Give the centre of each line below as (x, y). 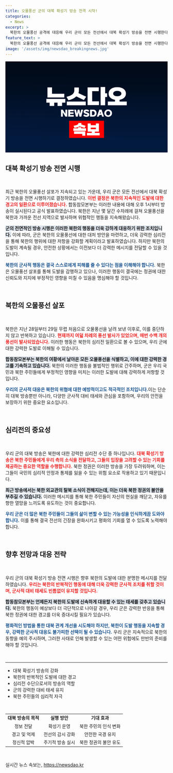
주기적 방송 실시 (59, 742)
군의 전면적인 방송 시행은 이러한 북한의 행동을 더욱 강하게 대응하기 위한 (75, 229)
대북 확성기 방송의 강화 (36, 670)
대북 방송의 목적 (23, 718)
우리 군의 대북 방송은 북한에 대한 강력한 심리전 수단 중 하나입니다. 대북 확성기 (82, 453)
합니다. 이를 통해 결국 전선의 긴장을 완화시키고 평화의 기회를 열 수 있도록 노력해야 (86, 520)
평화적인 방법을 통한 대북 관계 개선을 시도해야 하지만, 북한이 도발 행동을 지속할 (82, 625)
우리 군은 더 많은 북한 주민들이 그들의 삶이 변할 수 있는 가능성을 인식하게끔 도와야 (85, 514)
